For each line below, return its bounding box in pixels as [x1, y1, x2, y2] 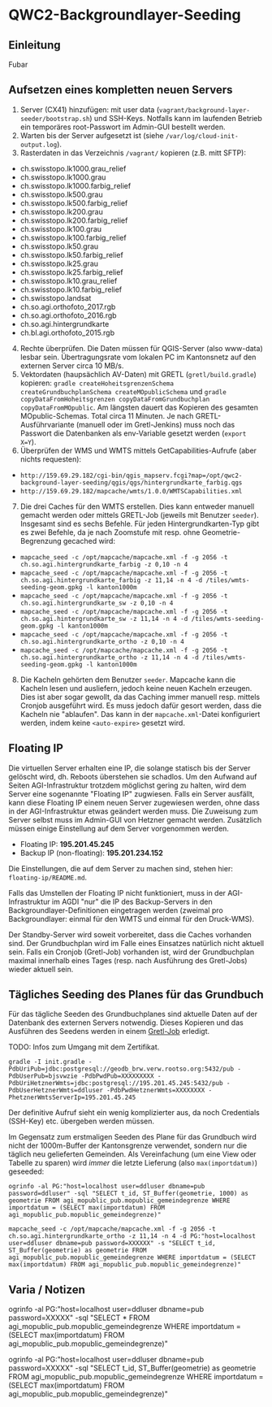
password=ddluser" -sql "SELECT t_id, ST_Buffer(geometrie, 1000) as [8, 1189, 249, 1198]
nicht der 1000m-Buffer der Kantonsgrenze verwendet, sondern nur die [8, 1140, 248, 1151]
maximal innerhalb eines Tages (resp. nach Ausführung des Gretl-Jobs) [8, 955, 248, 965]
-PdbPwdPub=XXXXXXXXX [80, 1072, 154, 1080]
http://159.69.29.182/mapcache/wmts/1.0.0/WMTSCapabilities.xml [19, 487, 243, 495]
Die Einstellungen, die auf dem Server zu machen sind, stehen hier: [8, 863, 233, 873]
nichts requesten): [19, 454, 82, 464]
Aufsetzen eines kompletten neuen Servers [8, 83, 233, 97]
